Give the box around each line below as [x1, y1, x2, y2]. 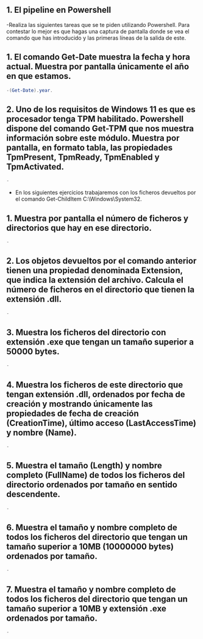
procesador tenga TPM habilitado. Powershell [6, 113, 184, 124]
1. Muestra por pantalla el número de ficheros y [6, 213, 189, 223]
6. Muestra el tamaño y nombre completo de [6, 523, 178, 533]
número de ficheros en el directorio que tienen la [6, 285, 195, 295]
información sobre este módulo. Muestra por [6, 133, 180, 143]
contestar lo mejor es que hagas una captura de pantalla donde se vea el [6, 28, 190, 35]
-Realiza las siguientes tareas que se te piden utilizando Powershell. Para [6, 21, 190, 28]
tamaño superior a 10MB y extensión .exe [6, 603, 166, 614]
